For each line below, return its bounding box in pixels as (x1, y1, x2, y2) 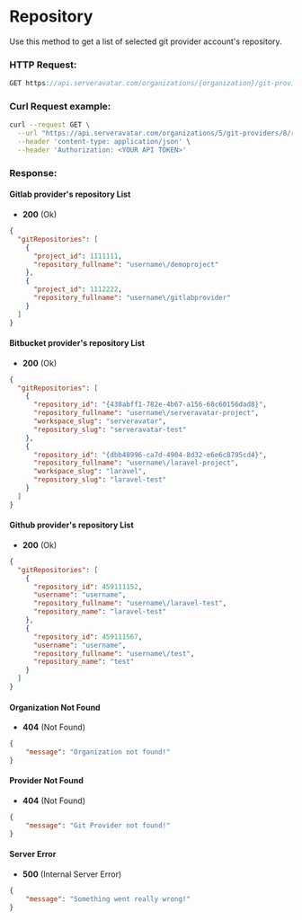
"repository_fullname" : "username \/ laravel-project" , (32, 458, 240, 468)
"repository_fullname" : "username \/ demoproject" (32, 260, 219, 269)
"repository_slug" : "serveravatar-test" (32, 425, 187, 434)
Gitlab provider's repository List (9, 189, 131, 199)
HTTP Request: (9, 58, 77, 71)
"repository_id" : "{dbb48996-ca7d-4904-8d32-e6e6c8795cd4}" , (32, 450, 268, 459)
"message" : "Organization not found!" (25, 747, 171, 756)
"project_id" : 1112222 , (32, 285, 123, 294)
